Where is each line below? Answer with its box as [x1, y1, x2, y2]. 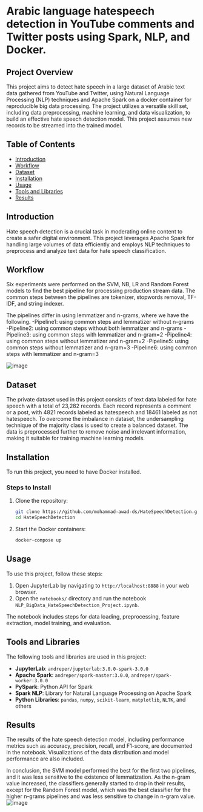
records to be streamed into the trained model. [6, 122, 123, 129]
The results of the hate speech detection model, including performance [6, 736, 185, 743]
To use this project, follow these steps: [6, 570, 103, 577]
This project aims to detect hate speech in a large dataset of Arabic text [6, 83, 185, 90]
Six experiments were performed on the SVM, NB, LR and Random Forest [6, 281, 189, 288]
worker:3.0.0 [15, 677, 48, 683]
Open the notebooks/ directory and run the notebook [15, 594, 147, 602]
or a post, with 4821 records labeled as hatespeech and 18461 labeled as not [6, 409, 198, 416]
